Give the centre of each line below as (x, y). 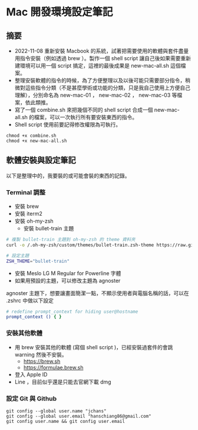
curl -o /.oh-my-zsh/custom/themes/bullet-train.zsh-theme (80, 245)
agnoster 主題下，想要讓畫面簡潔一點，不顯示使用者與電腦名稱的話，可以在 (98, 293)
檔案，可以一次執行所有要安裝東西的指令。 (86, 117)
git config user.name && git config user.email (66, 421)
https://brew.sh (42, 361)
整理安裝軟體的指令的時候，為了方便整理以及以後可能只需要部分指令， (100, 80)
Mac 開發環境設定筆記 (60, 12)
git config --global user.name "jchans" (57, 411)
